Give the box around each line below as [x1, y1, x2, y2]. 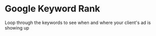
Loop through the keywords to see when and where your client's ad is [5, 19, 151, 25]
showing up [5, 24, 29, 30]
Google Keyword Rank [5, 3, 100, 14]
